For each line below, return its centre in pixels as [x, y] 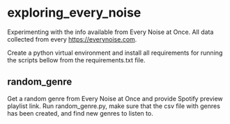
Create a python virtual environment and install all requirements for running [115, 53]
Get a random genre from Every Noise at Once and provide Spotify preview [115, 98]
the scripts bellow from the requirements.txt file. [76, 60]
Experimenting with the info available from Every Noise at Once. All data [110, 32]
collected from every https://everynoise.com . [72, 39]
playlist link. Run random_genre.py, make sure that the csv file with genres [114, 106]
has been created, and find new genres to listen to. [80, 113]
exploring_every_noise [74, 13]
